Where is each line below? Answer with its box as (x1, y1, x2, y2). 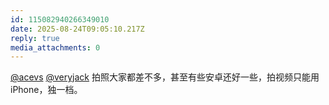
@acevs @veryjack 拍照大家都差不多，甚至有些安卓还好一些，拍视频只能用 (10, 71, 320, 83)
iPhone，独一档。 (10, 84, 83, 96)
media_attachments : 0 (10, 42, 101, 53)
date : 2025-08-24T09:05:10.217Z (10, 24, 145, 34)
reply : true (10, 33, 60, 43)
